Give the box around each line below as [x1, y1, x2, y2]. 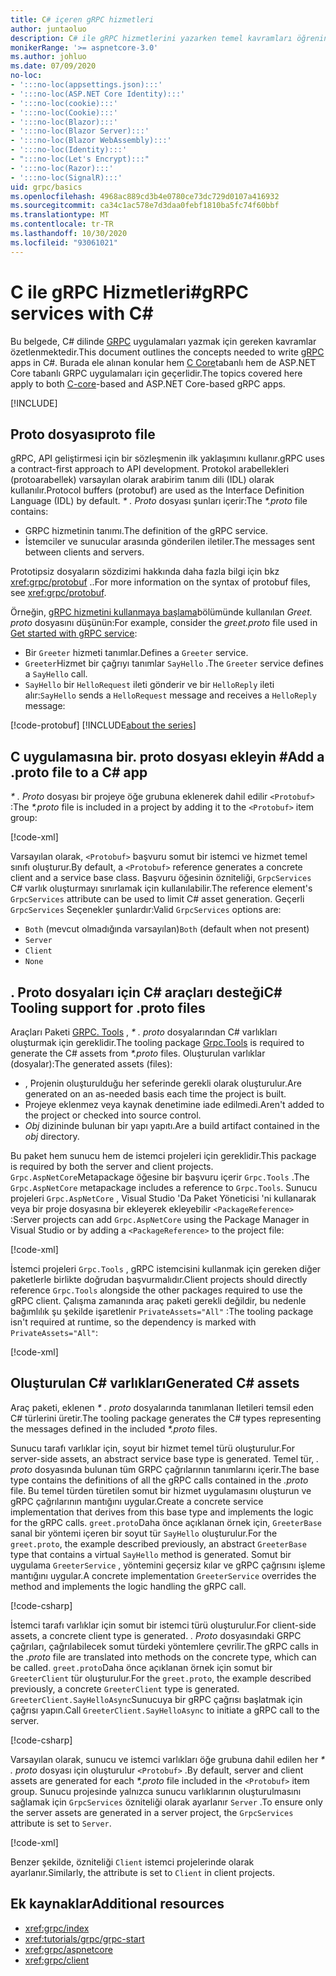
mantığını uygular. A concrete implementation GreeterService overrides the [10, 1569, 317, 1581]
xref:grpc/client [24, 1954, 90, 1966]
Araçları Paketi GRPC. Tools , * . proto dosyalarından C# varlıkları [10, 1026, 278, 1038]
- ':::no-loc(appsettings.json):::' [10, 80, 163, 90]
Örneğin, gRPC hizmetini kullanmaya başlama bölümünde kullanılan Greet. [10, 606, 313, 618]
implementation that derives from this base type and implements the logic [10, 1506, 314, 1518]
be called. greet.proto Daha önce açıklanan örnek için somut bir [10, 1661, 273, 1673]
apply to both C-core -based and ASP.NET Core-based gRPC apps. [10, 377, 286, 390]
